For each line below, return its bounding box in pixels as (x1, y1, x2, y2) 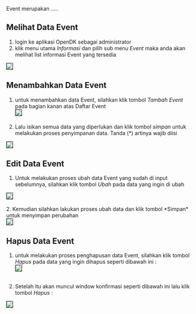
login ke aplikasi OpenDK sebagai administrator (14, 38, 131, 45)
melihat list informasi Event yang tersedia (14, 51, 117, 58)
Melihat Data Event (6, 22, 78, 32)
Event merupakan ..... (6, 5, 59, 12)
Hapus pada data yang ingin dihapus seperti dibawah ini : (14, 258, 157, 266)
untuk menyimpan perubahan (6, 212, 79, 219)
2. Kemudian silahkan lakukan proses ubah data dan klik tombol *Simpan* (6, 206, 189, 213)
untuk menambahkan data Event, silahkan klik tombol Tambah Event (14, 96, 183, 103)
